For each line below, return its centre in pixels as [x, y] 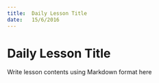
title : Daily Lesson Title [47, 13]
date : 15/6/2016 [33, 20]
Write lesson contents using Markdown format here [79, 72]
